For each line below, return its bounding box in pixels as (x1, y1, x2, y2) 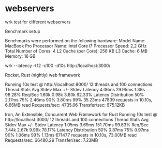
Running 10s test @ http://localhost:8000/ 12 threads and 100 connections (5, 81, 153, 87)
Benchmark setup (5, 28, 41, 34)
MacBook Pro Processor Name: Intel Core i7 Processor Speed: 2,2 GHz (5, 43, 147, 49)
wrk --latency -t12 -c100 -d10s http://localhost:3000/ (5, 63, 111, 68)
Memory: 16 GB (5, 53, 36, 59)
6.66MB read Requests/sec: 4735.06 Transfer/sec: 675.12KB (5, 102, 125, 108)
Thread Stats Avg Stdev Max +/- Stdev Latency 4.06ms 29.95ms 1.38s (5, 86, 145, 92)
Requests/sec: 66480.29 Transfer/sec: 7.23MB (5, 137, 98, 143)
